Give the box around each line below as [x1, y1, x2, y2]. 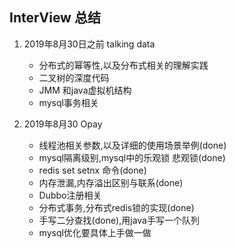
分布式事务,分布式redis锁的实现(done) [38, 201, 195, 213]
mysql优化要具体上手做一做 [38, 226, 152, 238]
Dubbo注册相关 [38, 189, 102, 201]
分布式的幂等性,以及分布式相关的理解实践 [38, 59, 209, 71]
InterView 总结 [9, 9, 101, 27]
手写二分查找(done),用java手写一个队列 [38, 214, 200, 226]
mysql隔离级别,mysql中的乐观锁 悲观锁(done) [38, 151, 226, 163]
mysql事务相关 [38, 96, 99, 108]
